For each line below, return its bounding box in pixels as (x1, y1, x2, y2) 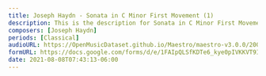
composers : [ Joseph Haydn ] (8, 26, 97, 34)
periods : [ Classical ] (8, 33, 80, 42)
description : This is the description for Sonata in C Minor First (8, 19, 236, 27)
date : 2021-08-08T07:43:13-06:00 (8, 56, 119, 64)
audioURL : (8, 41, 41, 49)
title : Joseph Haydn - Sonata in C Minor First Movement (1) (8, 11, 215, 20)
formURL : (8, 48, 37, 56)
